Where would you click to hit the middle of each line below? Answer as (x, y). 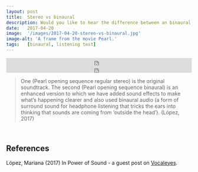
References (28, 149)
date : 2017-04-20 (30, 28)
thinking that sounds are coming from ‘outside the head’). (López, (100, 112)
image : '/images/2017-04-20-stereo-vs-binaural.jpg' (74, 34)
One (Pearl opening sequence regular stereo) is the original (93, 81)
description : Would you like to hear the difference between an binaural (99, 22)
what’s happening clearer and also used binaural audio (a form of (100, 100)
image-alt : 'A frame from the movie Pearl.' (62, 39)
